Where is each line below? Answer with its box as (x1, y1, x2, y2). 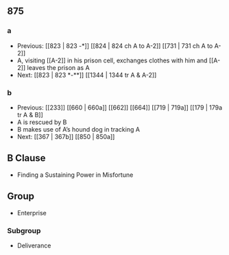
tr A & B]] (16, 110, 43, 119)
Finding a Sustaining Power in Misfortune (16, 171, 134, 179)
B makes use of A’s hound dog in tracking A (16, 125, 141, 133)
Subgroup (7, 226, 41, 235)
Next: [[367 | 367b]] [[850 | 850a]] (16, 132, 115, 141)
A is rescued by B (16, 118, 67, 126)
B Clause (7, 152, 46, 164)
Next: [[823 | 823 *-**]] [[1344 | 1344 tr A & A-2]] (16, 71, 157, 79)
